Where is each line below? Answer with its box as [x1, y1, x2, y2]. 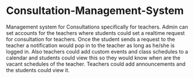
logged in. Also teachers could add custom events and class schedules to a [6, 48, 189, 55]
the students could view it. [6, 66, 70, 73]
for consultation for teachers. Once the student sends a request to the [6, 36, 175, 42]
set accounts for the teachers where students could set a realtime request [6, 29, 185, 36]
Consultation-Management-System [6, 4, 184, 17]
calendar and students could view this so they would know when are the [6, 54, 181, 61]
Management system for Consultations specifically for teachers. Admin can [6, 23, 189, 30]
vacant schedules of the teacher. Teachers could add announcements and [6, 60, 186, 68]
